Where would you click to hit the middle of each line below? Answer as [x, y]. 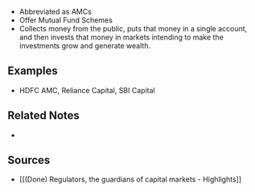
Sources [29, 160]
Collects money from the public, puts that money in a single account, [133, 29]
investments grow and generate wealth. [84, 46]
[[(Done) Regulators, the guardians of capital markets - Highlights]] [130, 179]
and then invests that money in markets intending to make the [121, 37]
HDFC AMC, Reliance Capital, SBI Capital [87, 90]
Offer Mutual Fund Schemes [66, 20]
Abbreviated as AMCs [55, 12]
